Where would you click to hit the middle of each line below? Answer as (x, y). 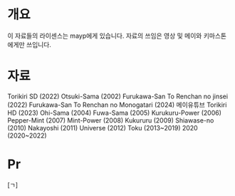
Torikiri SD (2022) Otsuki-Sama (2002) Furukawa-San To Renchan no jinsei (118, 96)
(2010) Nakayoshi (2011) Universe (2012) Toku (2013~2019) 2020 (103, 128)
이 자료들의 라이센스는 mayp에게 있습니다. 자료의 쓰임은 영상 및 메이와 (105, 36)
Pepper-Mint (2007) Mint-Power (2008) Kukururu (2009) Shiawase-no (111, 120)
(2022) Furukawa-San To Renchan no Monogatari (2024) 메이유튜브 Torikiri (117, 105)
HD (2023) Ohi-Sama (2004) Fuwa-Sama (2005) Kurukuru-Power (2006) (115, 113)
